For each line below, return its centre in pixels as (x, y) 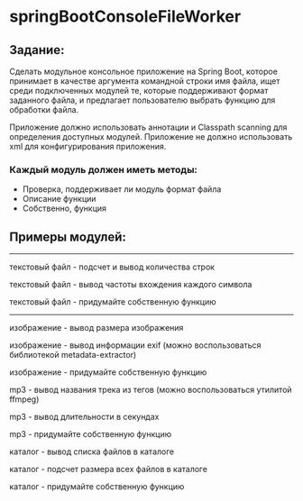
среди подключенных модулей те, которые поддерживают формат (139, 91)
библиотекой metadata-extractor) (73, 355)
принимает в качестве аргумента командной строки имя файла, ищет (145, 81)
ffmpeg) (24, 399)
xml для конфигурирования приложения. (88, 146)
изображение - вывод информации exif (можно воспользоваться (135, 345)
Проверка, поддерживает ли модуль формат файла (122, 189)
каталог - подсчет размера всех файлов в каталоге (108, 469)
